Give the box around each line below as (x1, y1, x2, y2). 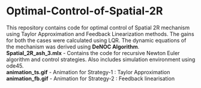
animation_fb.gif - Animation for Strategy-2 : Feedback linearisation (6, 75, 175, 82)
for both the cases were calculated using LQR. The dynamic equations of (6, 37, 187, 44)
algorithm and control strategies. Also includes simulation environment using (6, 56, 196, 63)
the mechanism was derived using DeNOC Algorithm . (6, 43, 140, 50)
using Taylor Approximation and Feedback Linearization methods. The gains (6, 30, 194, 37)
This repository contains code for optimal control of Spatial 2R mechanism (6, 24, 190, 31)
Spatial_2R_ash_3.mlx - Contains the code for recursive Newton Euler (6, 49, 180, 56)
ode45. (6, 62, 24, 69)
